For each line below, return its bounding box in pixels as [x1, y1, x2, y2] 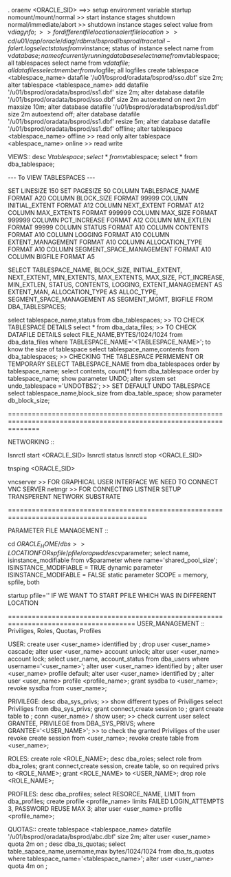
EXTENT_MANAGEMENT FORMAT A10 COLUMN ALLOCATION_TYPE [8, 238, 203, 246]
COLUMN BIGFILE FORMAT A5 [8, 252, 96, 260]
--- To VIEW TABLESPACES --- [8, 173, 96, 181]
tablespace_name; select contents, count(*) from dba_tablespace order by [8, 367, 219, 375]
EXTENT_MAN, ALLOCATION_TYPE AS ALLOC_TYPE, [8, 287, 159, 296]
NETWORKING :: [8, 437, 54, 446]
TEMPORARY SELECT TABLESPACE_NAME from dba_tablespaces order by [8, 360, 221, 368]
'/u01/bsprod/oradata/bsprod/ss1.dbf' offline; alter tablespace [8, 124, 183, 133]
